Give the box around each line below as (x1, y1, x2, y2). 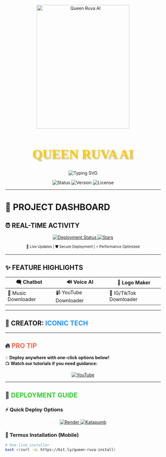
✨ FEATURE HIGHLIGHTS (5, 264, 83, 272)
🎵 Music (7, 290, 27, 297)
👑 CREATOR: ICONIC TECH (5, 319, 88, 327)
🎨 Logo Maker (117, 279, 151, 286)
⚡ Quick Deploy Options (5, 406, 63, 413)
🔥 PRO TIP (5, 341, 37, 350)
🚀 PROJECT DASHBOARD (5, 202, 110, 213)
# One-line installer (5, 443, 50, 448)
